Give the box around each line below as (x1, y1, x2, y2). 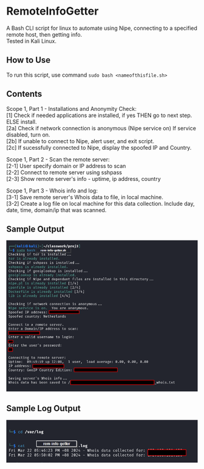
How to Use (6, 55, 51, 65)
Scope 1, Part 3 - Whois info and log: (6, 187, 98, 194)
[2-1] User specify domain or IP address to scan (6, 162, 126, 169)
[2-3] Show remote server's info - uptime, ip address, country (6, 175, 161, 182)
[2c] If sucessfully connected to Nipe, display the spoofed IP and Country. (6, 144, 192, 151)
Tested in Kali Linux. (6, 37, 56, 44)
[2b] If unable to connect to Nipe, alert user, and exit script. (6, 137, 155, 144)
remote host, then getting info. (6, 30, 83, 38)
